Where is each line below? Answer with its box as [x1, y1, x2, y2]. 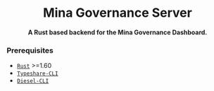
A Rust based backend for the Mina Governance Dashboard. [27, 28, 208, 36]
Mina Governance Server [42, 5, 193, 21]
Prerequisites [6, 45, 53, 55]
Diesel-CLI [16, 78, 49, 85]
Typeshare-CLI [16, 70, 58, 78]
